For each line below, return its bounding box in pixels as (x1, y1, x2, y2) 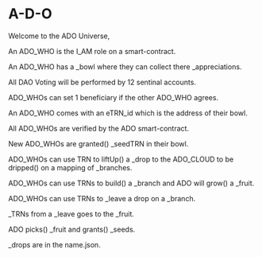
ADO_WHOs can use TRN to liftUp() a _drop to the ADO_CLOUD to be (8, 154, 234, 164)
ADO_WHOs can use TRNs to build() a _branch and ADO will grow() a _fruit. (8, 178, 255, 188)
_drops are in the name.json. (8, 239, 101, 249)
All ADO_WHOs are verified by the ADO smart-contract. (8, 123, 189, 133)
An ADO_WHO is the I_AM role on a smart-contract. (8, 46, 176, 56)
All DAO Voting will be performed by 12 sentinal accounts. (8, 77, 197, 87)
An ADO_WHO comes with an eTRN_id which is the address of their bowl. (8, 108, 248, 118)
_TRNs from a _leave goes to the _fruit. (8, 208, 135, 219)
